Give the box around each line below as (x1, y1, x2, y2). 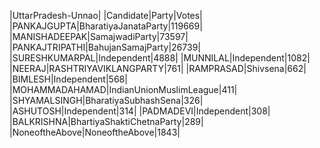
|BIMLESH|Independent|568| (9, 73, 128, 85)
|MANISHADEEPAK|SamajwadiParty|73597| (9, 31, 189, 42)
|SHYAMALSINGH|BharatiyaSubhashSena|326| (9, 95, 204, 106)
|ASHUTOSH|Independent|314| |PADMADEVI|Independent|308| (9, 105, 271, 117)
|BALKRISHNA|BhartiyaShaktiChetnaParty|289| (9, 116, 204, 127)
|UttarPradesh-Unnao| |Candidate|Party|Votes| (9, 10, 203, 21)
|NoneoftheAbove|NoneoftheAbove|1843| (9, 126, 181, 138)
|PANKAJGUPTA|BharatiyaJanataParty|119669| (9, 20, 203, 32)
